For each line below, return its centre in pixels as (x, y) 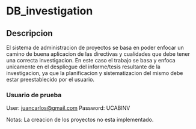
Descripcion (29, 33)
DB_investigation (50, 11)
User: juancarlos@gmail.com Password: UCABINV (68, 108)
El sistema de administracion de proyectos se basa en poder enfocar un (95, 47)
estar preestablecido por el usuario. (51, 79)
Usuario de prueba (34, 95)
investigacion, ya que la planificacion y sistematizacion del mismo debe (95, 73)
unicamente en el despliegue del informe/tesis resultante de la (83, 67)
